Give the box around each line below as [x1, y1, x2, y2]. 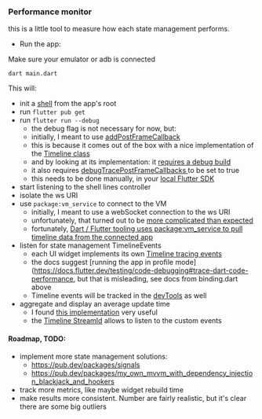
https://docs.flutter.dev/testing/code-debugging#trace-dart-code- [34, 266, 249, 275]
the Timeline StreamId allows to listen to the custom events [31, 316, 222, 325]
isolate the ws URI [19, 191, 78, 200]
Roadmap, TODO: [8, 333, 67, 344]
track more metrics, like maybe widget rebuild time [19, 384, 184, 395]
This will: [8, 83, 37, 93]
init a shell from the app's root [19, 99, 117, 108]
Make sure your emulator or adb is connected [8, 54, 155, 64]
